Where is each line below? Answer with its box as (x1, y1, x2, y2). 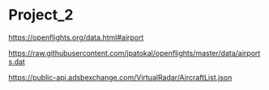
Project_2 (8, 6, 74, 24)
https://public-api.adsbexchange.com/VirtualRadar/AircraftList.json (8, 72, 233, 82)
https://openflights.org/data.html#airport (8, 32, 144, 42)
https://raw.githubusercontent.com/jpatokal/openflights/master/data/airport (8, 48, 261, 58)
